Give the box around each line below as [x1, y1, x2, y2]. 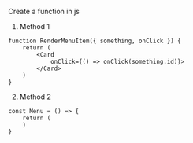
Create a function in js [8, 7, 80, 16]
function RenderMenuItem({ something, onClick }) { [8, 37, 181, 45]
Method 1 [19, 22, 50, 31]
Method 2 [19, 92, 51, 101]
